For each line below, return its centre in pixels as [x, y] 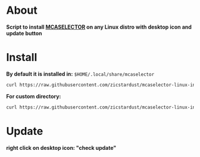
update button [24, 33]
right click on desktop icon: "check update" [61, 147]
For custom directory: [34, 96]
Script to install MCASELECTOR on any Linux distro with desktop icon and [99, 27]
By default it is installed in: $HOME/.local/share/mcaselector [80, 74]
